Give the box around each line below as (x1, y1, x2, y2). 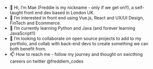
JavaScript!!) (9, 31, 36, 36)
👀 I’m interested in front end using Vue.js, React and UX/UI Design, (9, 15, 144, 20)
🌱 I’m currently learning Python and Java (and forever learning (9, 25, 135, 31)
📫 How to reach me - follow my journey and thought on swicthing (9, 52, 143, 57)
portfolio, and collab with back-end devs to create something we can (9, 41, 149, 46)
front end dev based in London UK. (23, 10, 95, 16)
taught (9, 10, 23, 16)
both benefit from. (9, 46, 46, 52)
